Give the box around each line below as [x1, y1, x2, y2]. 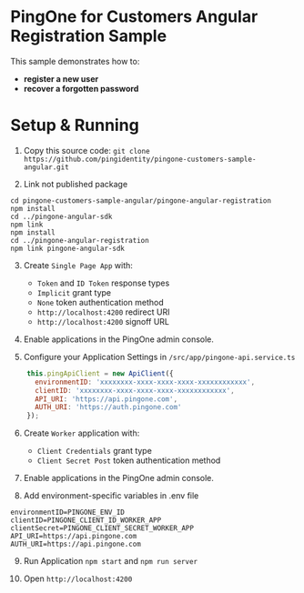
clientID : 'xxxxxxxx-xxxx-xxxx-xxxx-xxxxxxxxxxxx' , [34, 386, 235, 395]
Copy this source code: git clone [23, 145, 150, 156]
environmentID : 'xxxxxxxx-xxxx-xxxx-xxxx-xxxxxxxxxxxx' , [34, 377, 256, 387]
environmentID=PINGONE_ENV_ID [10, 508, 126, 518]
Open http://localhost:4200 [23, 573, 133, 584]
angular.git [23, 162, 69, 172]
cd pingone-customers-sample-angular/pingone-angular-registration [10, 196, 272, 206]
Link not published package [23, 178, 128, 189]
